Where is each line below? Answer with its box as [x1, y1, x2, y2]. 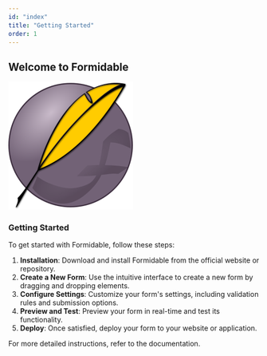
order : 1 [8, 30, 37, 38]
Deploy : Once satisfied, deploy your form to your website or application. [19, 323, 257, 333]
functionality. [19, 315, 63, 325]
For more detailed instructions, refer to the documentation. [8, 339, 201, 349]
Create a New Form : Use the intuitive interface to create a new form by [19, 272, 253, 283]
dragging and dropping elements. [19, 281, 130, 291]
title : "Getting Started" [8, 21, 94, 30]
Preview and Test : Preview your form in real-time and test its [19, 307, 221, 316]
